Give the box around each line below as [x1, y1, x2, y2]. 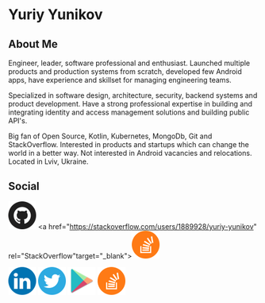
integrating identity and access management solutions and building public [8, 107, 250, 117]
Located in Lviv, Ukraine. [8, 157, 89, 166]
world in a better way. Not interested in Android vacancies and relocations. [8, 149, 252, 157]
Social [8, 180, 40, 193]
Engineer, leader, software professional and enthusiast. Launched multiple [8, 58, 251, 68]
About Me [8, 37, 58, 51]
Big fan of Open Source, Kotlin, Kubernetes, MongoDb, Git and [8, 131, 213, 141]
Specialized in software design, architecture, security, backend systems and [8, 91, 258, 100]
